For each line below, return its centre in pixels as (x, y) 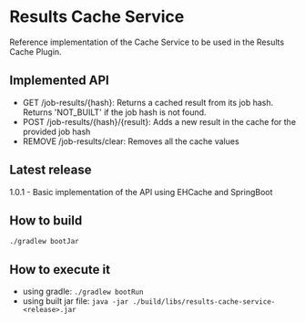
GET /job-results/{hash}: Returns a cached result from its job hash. (148, 102)
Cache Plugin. (36, 51)
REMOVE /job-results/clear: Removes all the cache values (131, 141)
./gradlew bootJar (44, 242)
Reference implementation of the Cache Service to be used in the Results (147, 42)
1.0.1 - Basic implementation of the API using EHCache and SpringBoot (141, 192)
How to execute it (60, 270)
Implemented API (59, 81)
